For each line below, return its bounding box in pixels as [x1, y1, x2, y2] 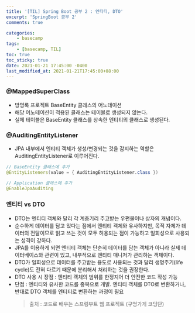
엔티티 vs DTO [6, 200, 46, 208]
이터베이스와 [14, 251, 44, 258]
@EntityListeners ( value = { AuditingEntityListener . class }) [6, 169, 159, 176]
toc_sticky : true [6, 57, 49, 63]
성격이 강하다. [20, 236, 53, 243]
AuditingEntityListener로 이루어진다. [14, 152, 100, 159]
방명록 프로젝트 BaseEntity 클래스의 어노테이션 [14, 101, 122, 108]
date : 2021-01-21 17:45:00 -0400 [6, 63, 88, 68]
